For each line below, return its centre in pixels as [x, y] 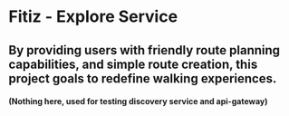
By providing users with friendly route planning [144, 50]
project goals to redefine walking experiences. [143, 78]
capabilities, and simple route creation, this [133, 64]
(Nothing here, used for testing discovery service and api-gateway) [138, 101]
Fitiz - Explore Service [93, 17]
